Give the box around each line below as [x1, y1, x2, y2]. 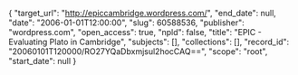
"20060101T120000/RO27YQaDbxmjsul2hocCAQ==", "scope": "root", [8, 46, 268, 57]
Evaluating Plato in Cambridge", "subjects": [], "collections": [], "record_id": [8, 36, 290, 47]
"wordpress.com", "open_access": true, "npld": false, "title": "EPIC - [8, 27, 262, 37]
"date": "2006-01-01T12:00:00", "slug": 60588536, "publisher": [8, 17, 245, 28]
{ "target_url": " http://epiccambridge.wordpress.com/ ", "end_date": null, [8, 8, 277, 18]
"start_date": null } [8, 56, 77, 66]
